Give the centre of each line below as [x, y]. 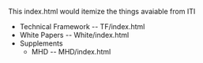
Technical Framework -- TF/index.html [82, 26]
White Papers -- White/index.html [74, 35]
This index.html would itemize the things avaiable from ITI [102, 11]
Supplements [41, 43]
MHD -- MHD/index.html [71, 52]
